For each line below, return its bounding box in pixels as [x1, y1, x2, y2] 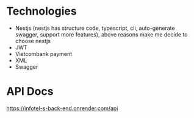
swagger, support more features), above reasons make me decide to [15, 30, 188, 38]
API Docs [6, 85, 54, 99]
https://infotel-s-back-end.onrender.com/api [6, 105, 118, 112]
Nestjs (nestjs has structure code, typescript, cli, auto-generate [15, 24, 175, 32]
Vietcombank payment [15, 50, 73, 57]
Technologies [6, 4, 77, 18]
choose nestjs [15, 37, 51, 44]
